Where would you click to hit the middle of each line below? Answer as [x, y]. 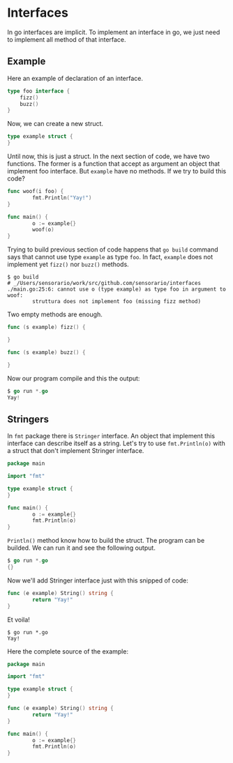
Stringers [28, 419]
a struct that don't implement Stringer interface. [76, 451]
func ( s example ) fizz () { [46, 327]
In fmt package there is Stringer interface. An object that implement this [111, 436]
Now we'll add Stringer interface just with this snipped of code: [98, 580]
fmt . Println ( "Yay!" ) [62, 198]
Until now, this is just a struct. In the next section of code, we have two [109, 156]
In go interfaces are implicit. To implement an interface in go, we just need [114, 32]
